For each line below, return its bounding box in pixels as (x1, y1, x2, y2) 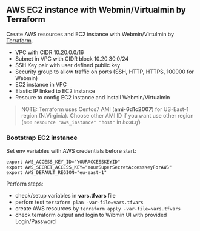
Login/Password (15, 218, 56, 225)
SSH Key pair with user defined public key (15, 61, 121, 69)
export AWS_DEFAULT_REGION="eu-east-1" (6, 170, 107, 176)
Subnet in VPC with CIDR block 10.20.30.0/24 (15, 55, 129, 62)
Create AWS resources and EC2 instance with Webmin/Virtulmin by (6, 30, 175, 38)
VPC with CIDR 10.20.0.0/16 (15, 49, 84, 56)
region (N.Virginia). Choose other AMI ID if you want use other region (21, 112, 194, 119)
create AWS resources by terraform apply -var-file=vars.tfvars (15, 205, 181, 212)
